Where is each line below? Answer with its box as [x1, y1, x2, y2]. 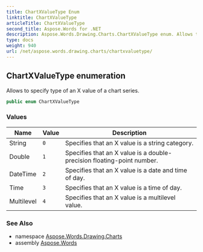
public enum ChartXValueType [6, 98, 80, 105]
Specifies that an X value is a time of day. [65, 183, 182, 191]
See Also [6, 219, 33, 227]
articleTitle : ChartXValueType [6, 20, 85, 26]
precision [65, 156, 92, 164]
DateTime [9, 170, 37, 178]
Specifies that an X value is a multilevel [65, 193, 176, 202]
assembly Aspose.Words [14, 239, 77, 247]
